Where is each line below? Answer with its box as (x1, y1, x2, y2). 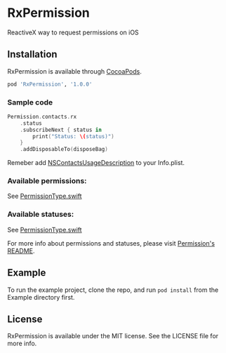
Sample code (7, 97, 53, 107)
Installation (7, 48, 58, 60)
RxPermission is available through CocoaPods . (7, 67, 142, 75)
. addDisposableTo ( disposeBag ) (20, 146, 109, 153)
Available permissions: (7, 176, 87, 186)
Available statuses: (7, 209, 74, 219)
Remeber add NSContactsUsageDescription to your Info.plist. (7, 159, 185, 167)
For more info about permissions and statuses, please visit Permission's (7, 239, 215, 247)
